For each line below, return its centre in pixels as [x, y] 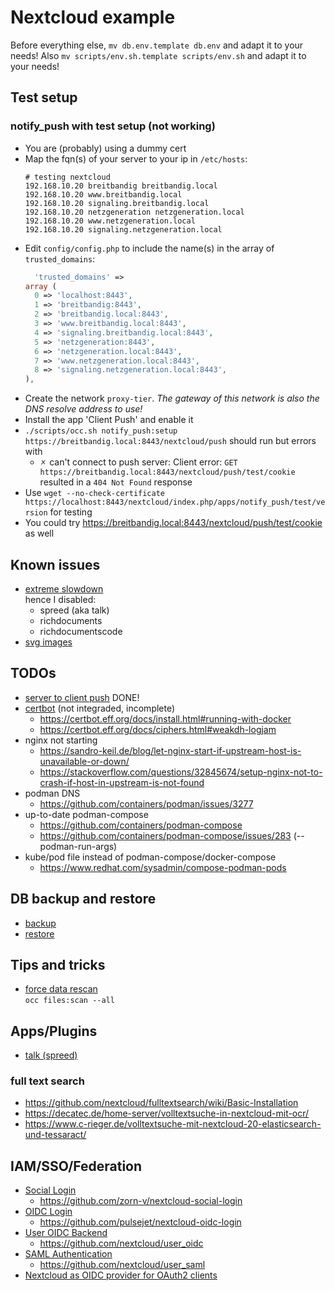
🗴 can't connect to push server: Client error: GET [138, 462]
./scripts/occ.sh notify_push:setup [101, 431]
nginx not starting [61, 740]
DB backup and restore [83, 899]
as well [39, 533]
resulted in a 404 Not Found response [116, 482]
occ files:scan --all [69, 1001]
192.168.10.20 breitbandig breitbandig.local [121, 186]
